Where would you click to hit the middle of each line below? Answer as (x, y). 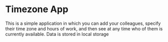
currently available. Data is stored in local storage (57, 34)
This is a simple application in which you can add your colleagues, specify (83, 23)
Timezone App (37, 9)
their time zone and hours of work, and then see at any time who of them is (84, 28)
